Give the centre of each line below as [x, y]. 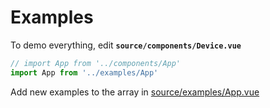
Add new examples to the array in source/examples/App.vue [135, 92]
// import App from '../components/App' [96, 63]
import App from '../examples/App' [84, 72]
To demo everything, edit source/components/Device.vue [126, 45]
